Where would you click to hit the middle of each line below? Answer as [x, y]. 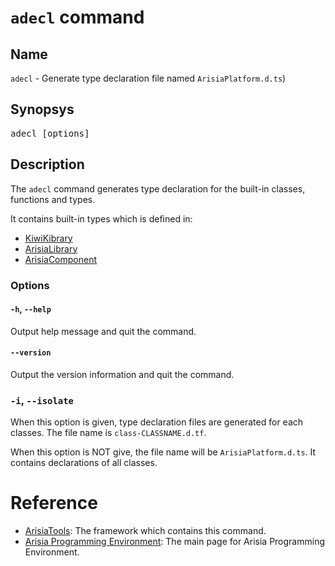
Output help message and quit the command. [103, 331]
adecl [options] [50, 133]
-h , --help [31, 309]
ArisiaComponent [61, 259]
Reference [54, 503]
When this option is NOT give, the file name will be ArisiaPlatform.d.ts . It [163, 452]
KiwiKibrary [48, 238]
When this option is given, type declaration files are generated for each [157, 422]
